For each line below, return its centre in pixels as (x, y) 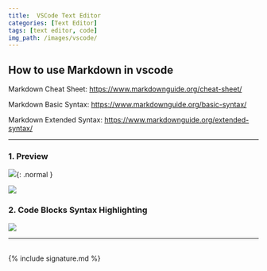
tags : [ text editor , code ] (53, 30)
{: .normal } (35, 175)
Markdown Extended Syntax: (56, 120)
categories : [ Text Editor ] (53, 23)
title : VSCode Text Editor (55, 15)
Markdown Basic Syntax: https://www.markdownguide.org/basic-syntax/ (128, 105)
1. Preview (28, 156)
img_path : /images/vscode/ (53, 38)
